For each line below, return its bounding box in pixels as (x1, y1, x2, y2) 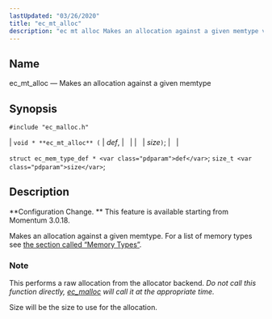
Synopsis (9, 102, 57, 116)
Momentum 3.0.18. (9, 215, 71, 225)
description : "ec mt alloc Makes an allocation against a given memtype (9, 27, 259, 35)
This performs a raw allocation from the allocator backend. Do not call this (9, 279, 257, 288)
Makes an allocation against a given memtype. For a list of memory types (9, 231, 253, 240)
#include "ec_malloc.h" (9, 123, 90, 131)
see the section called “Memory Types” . (9, 240, 142, 249)
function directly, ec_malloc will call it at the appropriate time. (9, 287, 215, 296)
